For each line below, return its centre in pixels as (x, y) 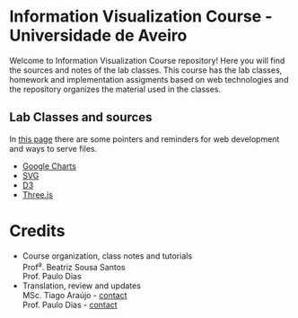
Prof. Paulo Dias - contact (70, 305)
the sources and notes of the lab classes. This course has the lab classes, (146, 70)
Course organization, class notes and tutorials (107, 256)
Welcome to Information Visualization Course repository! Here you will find (147, 60)
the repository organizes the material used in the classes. (115, 89)
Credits (37, 230)
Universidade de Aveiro (98, 35)
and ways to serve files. (53, 148)
